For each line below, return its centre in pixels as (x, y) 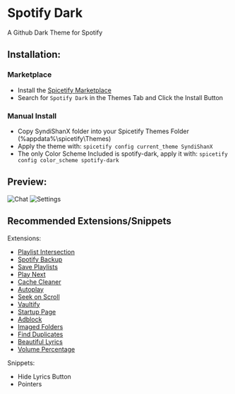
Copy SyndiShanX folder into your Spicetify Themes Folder (103, 131)
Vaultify (29, 304)
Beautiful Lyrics (40, 341)
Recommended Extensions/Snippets (89, 221)
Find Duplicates (40, 334)
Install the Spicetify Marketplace (64, 90)
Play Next (31, 274)
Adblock (30, 319)
